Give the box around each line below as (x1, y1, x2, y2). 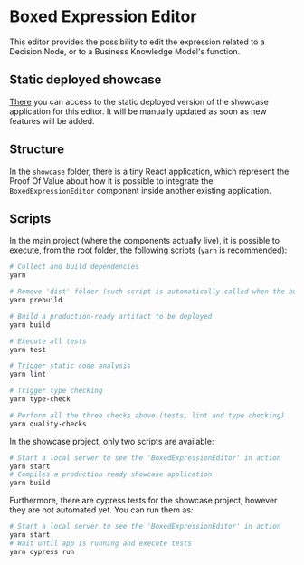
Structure (9, 142, 65, 158)
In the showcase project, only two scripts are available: (9, 436, 214, 446)
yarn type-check (9, 395, 71, 404)
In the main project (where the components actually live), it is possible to (9, 235, 280, 246)
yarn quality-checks (9, 419, 88, 428)
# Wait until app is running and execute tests (9, 539, 193, 548)
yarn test (9, 345, 47, 354)
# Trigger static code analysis (9, 361, 131, 370)
